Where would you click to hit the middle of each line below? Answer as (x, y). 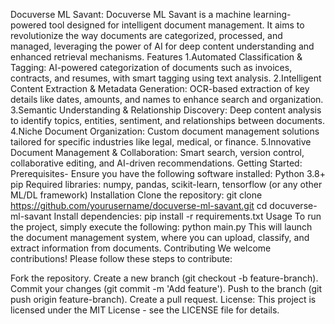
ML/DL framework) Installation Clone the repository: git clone (136, 195)
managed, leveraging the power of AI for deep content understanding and (162, 46)
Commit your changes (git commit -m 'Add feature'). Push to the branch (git (166, 288)
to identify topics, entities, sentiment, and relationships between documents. (167, 120)
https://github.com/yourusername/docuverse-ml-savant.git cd (139, 205)
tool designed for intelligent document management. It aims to (176, 25)
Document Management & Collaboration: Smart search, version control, (157, 152)
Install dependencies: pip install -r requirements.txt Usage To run (187, 216)
